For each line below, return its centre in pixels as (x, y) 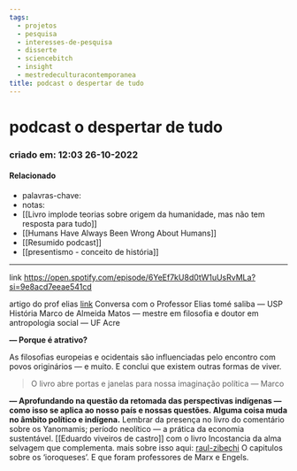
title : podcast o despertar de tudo (76, 83)
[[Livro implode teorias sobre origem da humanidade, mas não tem (143, 214)
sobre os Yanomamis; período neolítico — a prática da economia (127, 429)
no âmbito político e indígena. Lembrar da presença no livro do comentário (147, 419)
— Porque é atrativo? (49, 340)
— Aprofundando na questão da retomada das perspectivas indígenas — (145, 400)
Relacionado (33, 176)
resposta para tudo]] (59, 223)
